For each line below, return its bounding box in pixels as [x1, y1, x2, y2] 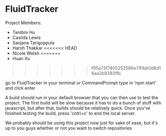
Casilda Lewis [12, 34, 41, 40]
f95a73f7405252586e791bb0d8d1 [91, 65, 161, 71]
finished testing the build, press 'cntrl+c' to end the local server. [5, 110, 136, 116]
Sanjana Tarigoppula [12, 39, 55, 45]
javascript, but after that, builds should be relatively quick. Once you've [5, 105, 151, 111]
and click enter [5, 85, 36, 91]
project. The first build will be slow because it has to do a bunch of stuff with [5, 100, 162, 105]
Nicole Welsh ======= [12, 50, 61, 56]
